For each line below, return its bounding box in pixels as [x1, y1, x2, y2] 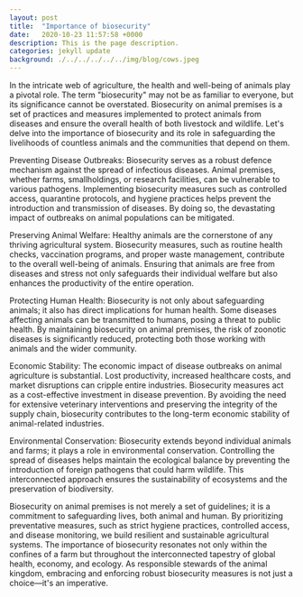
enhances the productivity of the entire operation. [9, 278, 194, 289]
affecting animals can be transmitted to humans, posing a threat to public [9, 315, 281, 325]
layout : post [9, 13, 59, 23]
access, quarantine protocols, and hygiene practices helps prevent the [9, 193, 271, 204]
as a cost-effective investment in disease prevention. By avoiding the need [9, 390, 287, 400]
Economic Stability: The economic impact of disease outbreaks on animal [9, 361, 282, 371]
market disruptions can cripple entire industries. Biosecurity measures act [9, 380, 284, 390]
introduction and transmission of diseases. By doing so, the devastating [9, 203, 276, 213]
